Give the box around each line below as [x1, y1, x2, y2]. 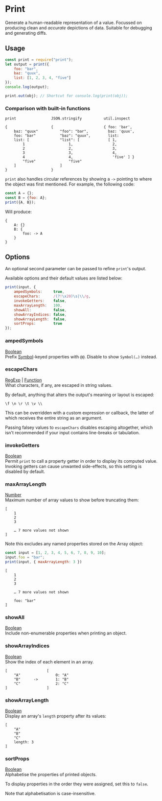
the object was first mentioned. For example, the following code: [5, 181, 135, 187]
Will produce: [5, 209, 32, 214]
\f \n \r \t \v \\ [5, 401, 43, 406]
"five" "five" [23, 159, 82, 164]
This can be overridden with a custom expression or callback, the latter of [5, 410, 154, 416]
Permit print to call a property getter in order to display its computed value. [5, 458, 158, 464]
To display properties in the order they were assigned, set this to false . [5, 781, 148, 787]
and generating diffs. [5, 30, 47, 36]
